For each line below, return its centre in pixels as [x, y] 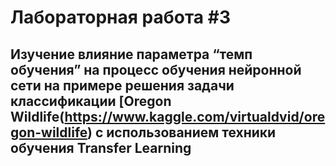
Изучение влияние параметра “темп [131, 54]
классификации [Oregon [91, 101]
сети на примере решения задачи [122, 85]
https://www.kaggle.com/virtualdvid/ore [195, 116]
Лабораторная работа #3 [120, 17]
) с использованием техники [182, 132]
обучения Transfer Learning [101, 147]
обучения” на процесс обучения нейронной [156, 69]
